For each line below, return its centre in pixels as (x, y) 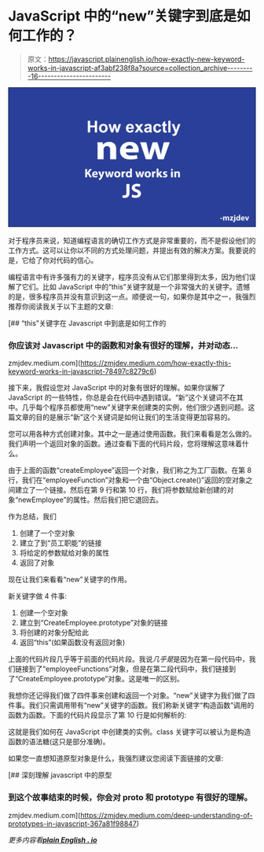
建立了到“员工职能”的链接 (60, 543)
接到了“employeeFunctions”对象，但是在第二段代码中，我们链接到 (129, 669)
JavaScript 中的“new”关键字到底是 (123, 16)
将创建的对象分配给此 (54, 633)
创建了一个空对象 (47, 533)
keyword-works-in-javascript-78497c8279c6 (81, 371)
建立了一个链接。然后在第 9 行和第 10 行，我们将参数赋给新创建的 (121, 490)
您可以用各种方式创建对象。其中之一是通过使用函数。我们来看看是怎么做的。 (132, 434)
